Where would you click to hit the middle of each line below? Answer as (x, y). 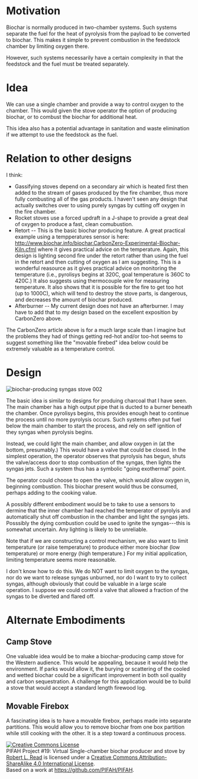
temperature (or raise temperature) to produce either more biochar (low (93, 547)
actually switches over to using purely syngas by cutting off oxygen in (100, 205)
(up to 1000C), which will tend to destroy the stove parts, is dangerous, (101, 293)
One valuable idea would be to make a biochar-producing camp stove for (95, 656)
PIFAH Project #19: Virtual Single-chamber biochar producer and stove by (95, 751)
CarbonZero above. (38, 318)
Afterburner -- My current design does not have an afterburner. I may (99, 305)
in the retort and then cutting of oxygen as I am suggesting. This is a (98, 262)
